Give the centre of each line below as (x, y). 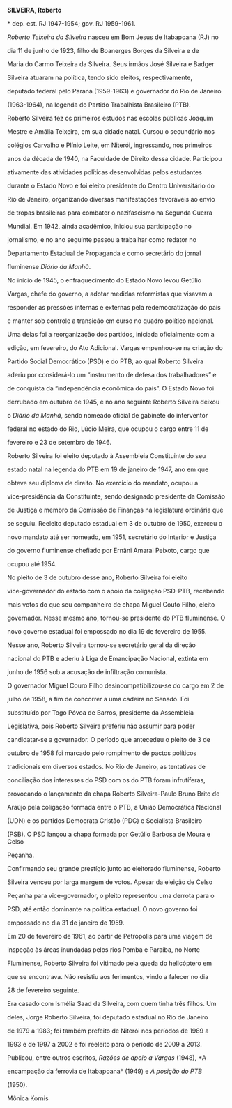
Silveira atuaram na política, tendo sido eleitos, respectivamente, (100, 77)
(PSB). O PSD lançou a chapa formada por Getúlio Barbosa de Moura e (109, 834)
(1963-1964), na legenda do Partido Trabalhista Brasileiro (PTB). (99, 105)
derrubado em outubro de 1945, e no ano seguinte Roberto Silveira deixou (114, 402)
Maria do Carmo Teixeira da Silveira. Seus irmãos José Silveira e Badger (111, 64)
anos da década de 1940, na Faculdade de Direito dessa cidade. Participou (115, 159)
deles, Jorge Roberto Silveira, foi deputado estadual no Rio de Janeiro (108, 1017)
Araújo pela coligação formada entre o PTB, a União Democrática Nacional (114, 807)
